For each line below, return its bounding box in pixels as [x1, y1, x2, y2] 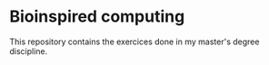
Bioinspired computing [9, 6, 185, 27]
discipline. [9, 45, 48, 56]
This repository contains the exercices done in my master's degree [9, 36, 260, 47]
